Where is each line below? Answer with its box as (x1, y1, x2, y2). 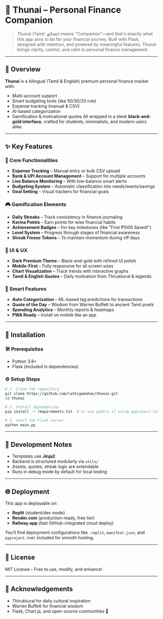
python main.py (5, 423, 36, 427)
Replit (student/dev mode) (12, 510, 65, 516)
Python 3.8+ (12, 358, 37, 364)
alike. (12, 124, 23, 129)
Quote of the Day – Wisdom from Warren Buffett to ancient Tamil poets (12, 301, 154, 308)
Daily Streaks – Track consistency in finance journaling (12, 214, 123, 220)
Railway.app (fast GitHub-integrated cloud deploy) (12, 520, 114, 526)
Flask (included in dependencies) (12, 364, 79, 370)
